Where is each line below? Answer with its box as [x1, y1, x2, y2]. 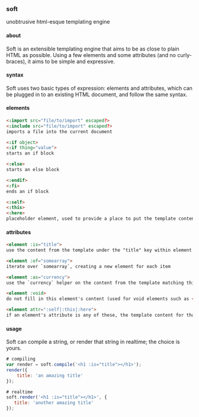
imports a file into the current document [6, 128, 113, 135]
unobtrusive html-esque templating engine [6, 18, 110, 26]
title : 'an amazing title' [17, 372, 84, 378]
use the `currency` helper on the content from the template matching [6, 280, 184, 286]
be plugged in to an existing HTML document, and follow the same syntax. [6, 91, 188, 98]
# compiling [6, 356, 36, 362]
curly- [177, 51, 192, 58]
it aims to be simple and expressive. [27, 58, 115, 65]
